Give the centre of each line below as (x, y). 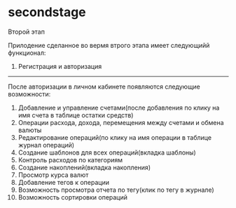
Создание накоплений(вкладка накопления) (84, 167)
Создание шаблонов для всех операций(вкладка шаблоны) (107, 152)
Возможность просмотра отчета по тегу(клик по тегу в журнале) (116, 190)
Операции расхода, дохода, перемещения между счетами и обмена (121, 122)
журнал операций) (46, 145)
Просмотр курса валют (53, 175)
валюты (30, 130)
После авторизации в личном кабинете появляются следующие (104, 86)
